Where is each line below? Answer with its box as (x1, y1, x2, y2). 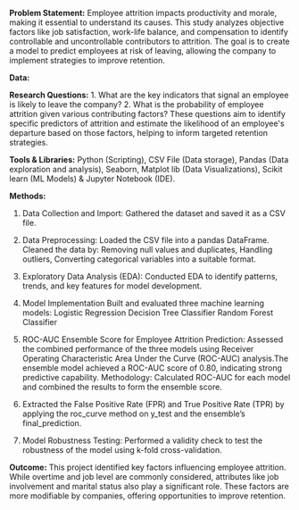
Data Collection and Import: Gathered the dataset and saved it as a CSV (21, 208, 286, 218)
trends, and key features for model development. (21, 280, 203, 291)
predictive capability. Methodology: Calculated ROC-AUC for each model (21, 372, 291, 382)
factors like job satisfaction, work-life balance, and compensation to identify (9, 27, 288, 37)
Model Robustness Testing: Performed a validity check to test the (21, 435, 263, 446)
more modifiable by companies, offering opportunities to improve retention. (9, 490, 286, 501)
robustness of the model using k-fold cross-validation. (21, 445, 222, 455)
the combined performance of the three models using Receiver (21, 344, 254, 354)
